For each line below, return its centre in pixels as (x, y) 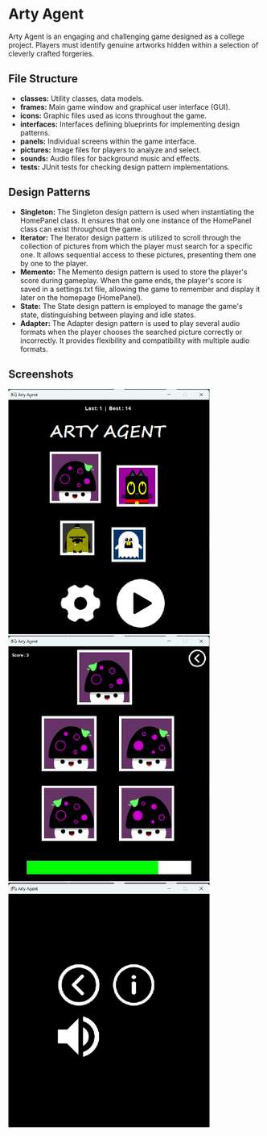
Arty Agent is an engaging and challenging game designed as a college (127, 36)
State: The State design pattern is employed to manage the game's (131, 306)
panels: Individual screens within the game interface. (108, 141)
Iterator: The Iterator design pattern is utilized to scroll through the (130, 237)
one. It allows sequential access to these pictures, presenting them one (138, 254)
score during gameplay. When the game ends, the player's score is (131, 280)
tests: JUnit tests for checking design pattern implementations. (125, 167)
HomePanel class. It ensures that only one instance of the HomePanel (136, 220)
